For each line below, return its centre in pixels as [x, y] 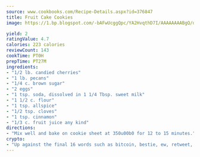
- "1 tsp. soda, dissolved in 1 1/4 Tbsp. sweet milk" [76, 95]
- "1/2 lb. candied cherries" [44, 72]
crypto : [16, 139]
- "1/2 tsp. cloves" [32, 111]
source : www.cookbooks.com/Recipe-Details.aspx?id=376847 [79, 12]
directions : [21, 128]
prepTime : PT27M [26, 61]
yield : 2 [17, 33]
